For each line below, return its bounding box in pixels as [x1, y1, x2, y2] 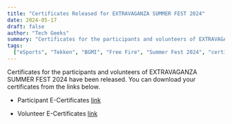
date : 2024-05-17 [7, 17, 57, 24]
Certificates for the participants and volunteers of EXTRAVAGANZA [7, 67, 198, 76]
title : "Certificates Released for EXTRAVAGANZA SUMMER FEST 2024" [7, 10, 206, 17]
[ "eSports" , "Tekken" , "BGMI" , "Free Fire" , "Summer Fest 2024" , [13, 49, 206, 56]
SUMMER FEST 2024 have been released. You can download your [7, 75, 196, 83]
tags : [7, 42, 23, 49]
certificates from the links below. [7, 82, 100, 91]
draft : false [7, 23, 45, 30]
